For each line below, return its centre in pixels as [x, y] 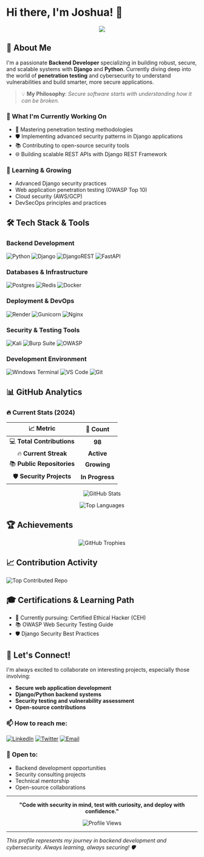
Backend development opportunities [60, 768]
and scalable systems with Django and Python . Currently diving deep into [99, 69]
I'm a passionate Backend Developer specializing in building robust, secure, [102, 63]
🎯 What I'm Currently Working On [56, 116]
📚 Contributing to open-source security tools [72, 146]
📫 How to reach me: [37, 723]
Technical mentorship [42, 780]
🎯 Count [98, 429]
